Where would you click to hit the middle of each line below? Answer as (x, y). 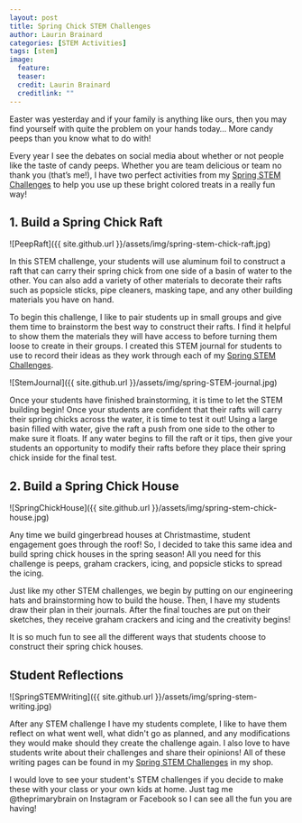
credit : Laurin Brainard (64, 85)
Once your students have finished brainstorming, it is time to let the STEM (146, 400)
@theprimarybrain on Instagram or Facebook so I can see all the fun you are (151, 799)
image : (22, 60)
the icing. (27, 573)
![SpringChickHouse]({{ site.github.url (80, 508)
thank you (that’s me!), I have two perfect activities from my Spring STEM (145, 175)
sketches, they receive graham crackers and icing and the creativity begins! (150, 620)
